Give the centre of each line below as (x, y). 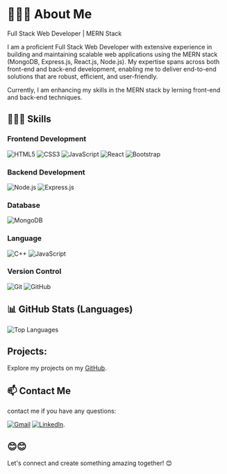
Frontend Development (47, 139)
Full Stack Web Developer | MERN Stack (65, 33)
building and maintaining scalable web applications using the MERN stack (112, 54)
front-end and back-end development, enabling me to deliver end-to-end (112, 69)
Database (24, 205)
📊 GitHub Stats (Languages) (70, 310)
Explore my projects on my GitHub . (57, 368)
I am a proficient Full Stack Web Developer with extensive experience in (110, 47)
